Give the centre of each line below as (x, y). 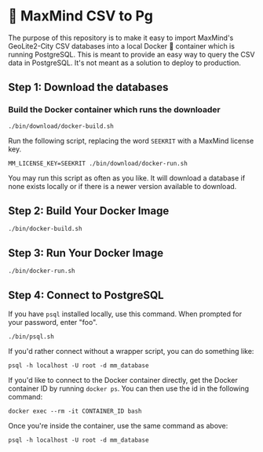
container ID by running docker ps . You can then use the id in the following (129, 388)
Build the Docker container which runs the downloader (115, 110)
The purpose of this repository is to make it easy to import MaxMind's (121, 38)
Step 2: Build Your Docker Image (89, 211)
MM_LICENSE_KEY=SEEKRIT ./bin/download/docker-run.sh (98, 163)
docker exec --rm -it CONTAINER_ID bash (75, 411)
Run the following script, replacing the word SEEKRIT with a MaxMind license (131, 140)
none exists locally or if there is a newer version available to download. (122, 186)
